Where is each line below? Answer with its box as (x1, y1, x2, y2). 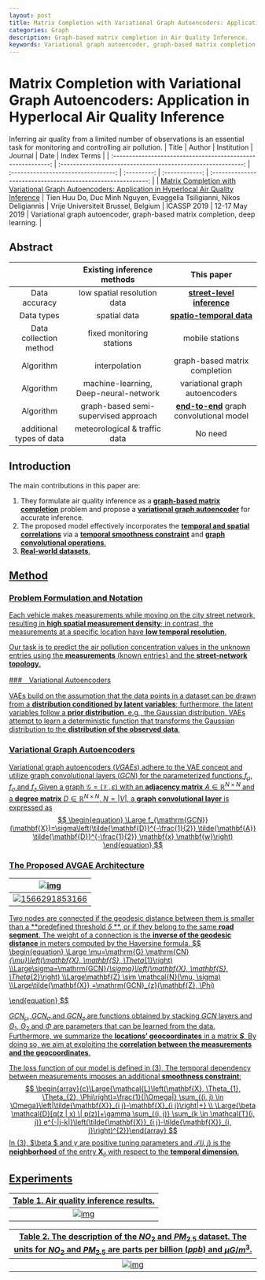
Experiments (9, 1171, 73, 1185)
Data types (19, 310, 60, 321)
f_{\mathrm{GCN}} (147, 814, 208, 824)
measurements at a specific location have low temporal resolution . (9, 627, 227, 636)
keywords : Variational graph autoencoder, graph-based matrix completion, (9, 41, 259, 49)
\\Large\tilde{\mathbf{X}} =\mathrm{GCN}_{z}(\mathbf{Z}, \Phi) (9, 980, 215, 989)
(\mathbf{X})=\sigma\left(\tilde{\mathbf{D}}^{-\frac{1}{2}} (9, 823, 197, 833)
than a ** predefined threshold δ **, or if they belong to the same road (9, 922, 234, 931)
